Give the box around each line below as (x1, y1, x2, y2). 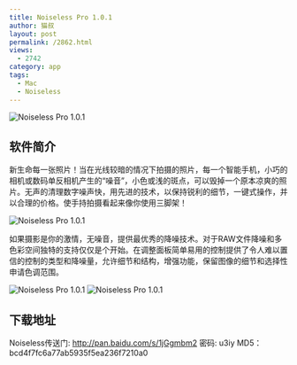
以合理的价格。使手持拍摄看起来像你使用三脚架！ (9, 198, 187, 208)
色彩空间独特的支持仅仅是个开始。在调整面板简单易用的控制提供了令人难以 (9, 245, 280, 255)
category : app (9, 63, 62, 72)
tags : (9, 71, 29, 80)
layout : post (9, 29, 57, 38)
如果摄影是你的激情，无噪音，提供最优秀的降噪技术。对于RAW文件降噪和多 (9, 234, 283, 245)
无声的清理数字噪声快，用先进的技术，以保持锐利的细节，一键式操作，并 (24, 187, 288, 198)
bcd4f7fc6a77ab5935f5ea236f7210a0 (9, 347, 148, 359)
